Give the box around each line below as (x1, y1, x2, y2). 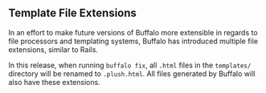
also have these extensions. (8, 77, 100, 87)
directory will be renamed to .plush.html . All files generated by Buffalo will (8, 68, 256, 79)
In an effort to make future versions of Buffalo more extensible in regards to (8, 27, 259, 37)
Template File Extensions (8, 6, 137, 20)
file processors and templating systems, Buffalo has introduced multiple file (8, 36, 259, 46)
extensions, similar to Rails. (8, 44, 99, 55)
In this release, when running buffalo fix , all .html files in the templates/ (8, 60, 252, 70)
